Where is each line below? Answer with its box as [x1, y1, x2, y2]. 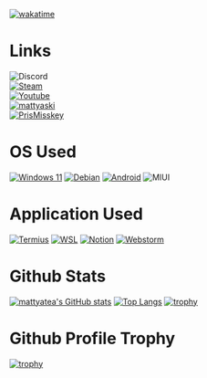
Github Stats [9, 266, 107, 287]
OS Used [9, 142, 78, 163]
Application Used [9, 204, 143, 225]
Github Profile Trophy [9, 328, 176, 349]
